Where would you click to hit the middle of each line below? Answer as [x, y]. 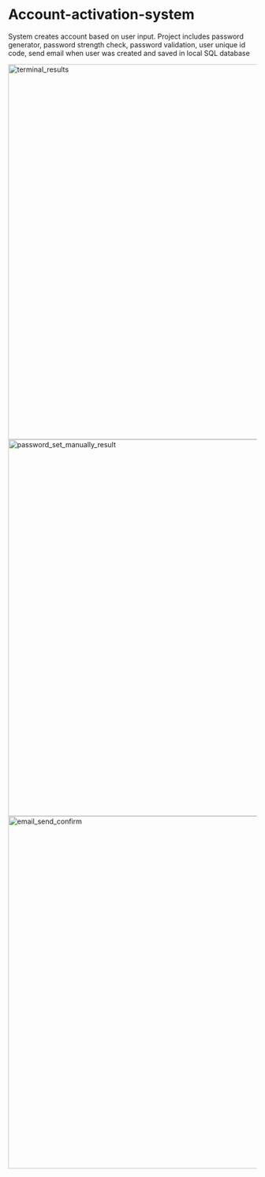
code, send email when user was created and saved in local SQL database [129, 53]
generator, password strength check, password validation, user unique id [127, 44]
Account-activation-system [101, 15]
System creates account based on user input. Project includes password [126, 36]
